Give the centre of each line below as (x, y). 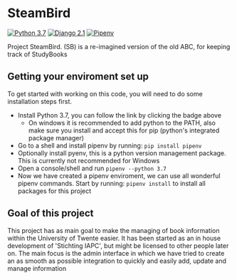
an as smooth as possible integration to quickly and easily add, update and (117, 261)
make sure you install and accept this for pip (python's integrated (124, 130)
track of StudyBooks (37, 54)
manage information (37, 268)
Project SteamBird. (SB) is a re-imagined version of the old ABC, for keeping (119, 46)
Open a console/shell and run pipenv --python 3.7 (92, 168)
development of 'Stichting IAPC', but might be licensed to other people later (118, 245)
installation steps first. (40, 101)
